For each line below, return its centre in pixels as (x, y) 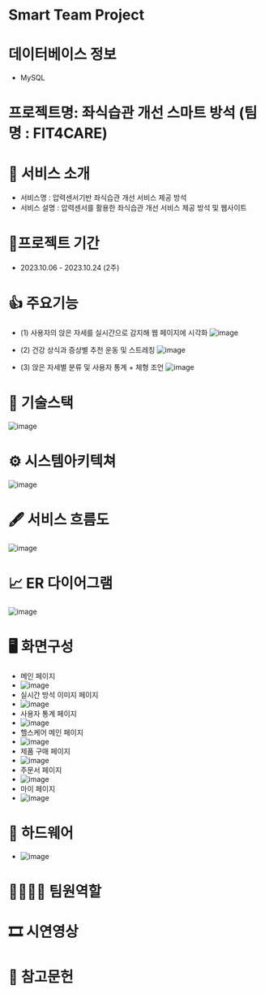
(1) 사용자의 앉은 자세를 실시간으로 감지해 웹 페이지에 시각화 (114, 333)
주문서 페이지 (41, 770)
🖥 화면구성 (41, 647)
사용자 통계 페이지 (48, 714)
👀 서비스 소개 (49, 174)
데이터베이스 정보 (62, 55)
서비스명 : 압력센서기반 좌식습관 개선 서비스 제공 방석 (103, 197)
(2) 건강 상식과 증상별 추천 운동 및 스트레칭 (88, 350)
